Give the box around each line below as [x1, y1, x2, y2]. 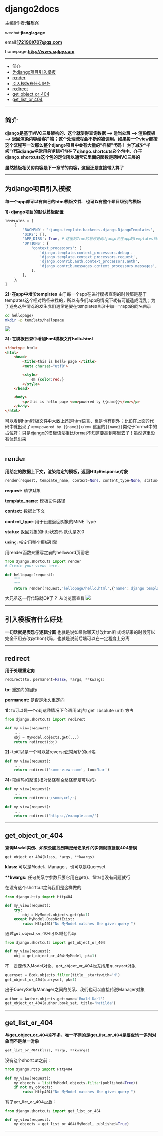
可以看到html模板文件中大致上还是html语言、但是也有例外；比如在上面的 [5, 418, 150, 424]
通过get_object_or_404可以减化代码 [5, 931, 76, 936]
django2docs [5, 3, 60, 15]
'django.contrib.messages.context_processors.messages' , [39, 264, 158, 269]
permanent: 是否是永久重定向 [5, 697, 65, 703]
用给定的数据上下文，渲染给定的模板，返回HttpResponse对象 [5, 468, 129, 474]
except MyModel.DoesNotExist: [14, 916, 75, 921]
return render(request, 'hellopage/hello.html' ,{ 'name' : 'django [14, 586, 145, 591]
